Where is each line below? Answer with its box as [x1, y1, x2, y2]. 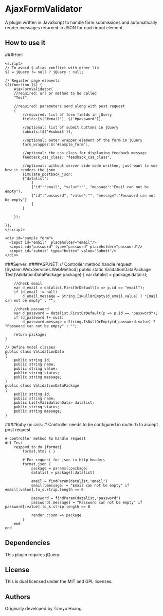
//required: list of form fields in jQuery [22, 112, 112, 117]
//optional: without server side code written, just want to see [22, 163, 158, 168]
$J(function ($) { [5, 82, 42, 87]
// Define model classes [5, 344, 55, 350]
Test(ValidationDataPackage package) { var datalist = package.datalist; [5, 272, 147, 277]
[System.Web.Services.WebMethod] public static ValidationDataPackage [5, 266, 151, 272]
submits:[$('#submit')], [22, 129, 73, 134]
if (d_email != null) [14, 290, 57, 294]
